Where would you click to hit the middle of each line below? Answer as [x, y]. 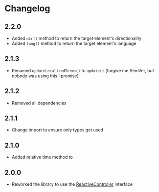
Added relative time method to [42, 157]
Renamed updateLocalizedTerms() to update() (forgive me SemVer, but [83, 70]
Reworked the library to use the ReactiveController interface [72, 184]
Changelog [27, 9]
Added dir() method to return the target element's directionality [77, 38]
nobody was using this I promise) [45, 76]
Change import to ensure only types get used [57, 130]
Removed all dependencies [39, 103]
